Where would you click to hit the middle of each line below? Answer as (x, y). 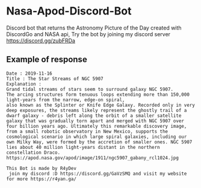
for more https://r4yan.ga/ (42, 179)
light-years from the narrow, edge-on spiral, (66, 100)
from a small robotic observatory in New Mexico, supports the (87, 131)
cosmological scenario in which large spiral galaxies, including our (97, 137)
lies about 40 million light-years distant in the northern (83, 147)
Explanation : (24, 84)
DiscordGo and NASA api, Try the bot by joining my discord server (88, 34)
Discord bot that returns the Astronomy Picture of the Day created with (94, 28)
